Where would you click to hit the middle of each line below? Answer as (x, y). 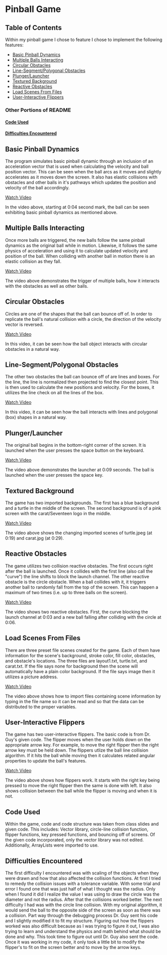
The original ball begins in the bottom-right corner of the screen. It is (76, 445)
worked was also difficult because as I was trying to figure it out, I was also (82, 926)
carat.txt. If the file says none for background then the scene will (72, 666)
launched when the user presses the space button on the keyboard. (75, 450)
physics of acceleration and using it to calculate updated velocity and (77, 250)
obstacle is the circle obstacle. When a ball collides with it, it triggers (76, 582)
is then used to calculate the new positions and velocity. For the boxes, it (80, 387)
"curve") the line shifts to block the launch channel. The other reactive (77, 576)
